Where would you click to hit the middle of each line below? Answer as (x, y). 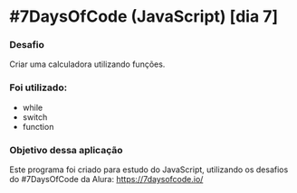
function (38, 126)
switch (35, 117)
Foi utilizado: (38, 87)
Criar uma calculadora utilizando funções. (87, 64)
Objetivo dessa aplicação (66, 150)
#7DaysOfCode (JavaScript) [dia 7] (144, 17)
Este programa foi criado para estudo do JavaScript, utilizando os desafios (149, 170)
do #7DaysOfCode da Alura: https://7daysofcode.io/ (106, 179)
